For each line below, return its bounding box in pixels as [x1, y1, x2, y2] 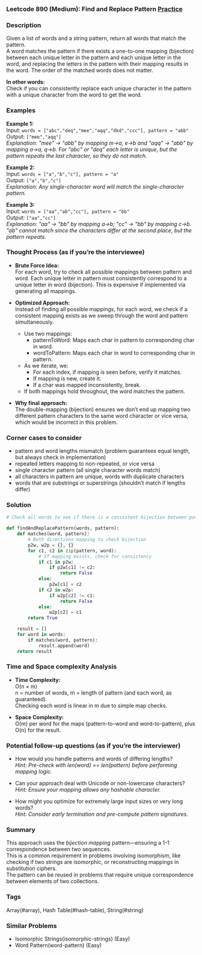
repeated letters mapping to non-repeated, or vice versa [14, 460, 155, 467]
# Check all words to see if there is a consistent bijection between [6, 514, 187, 520]
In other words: [6, 78, 45, 86]
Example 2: [6, 163, 35, 171]
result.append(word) [38, 643, 90, 649]
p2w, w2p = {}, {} [28, 542, 74, 548]
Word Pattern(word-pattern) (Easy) [14, 942, 102, 949]
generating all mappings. [14, 287, 77, 294]
